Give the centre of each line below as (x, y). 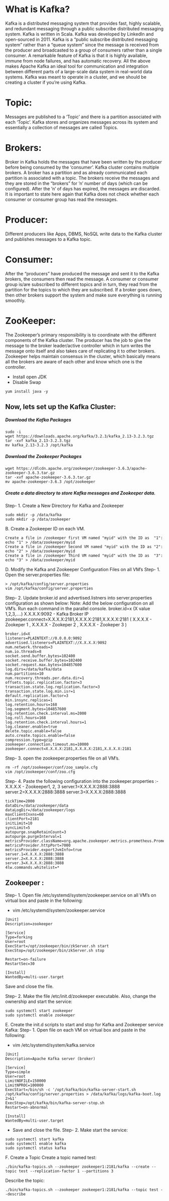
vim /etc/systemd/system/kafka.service (54, 1045)
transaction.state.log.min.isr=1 (40, 691)
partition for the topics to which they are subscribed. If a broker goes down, (83, 289)
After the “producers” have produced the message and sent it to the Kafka (82, 273)
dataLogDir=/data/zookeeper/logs (40, 810)
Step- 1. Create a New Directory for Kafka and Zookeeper (65, 506)
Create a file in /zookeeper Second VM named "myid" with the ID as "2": (84, 546)
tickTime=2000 (20, 801)
